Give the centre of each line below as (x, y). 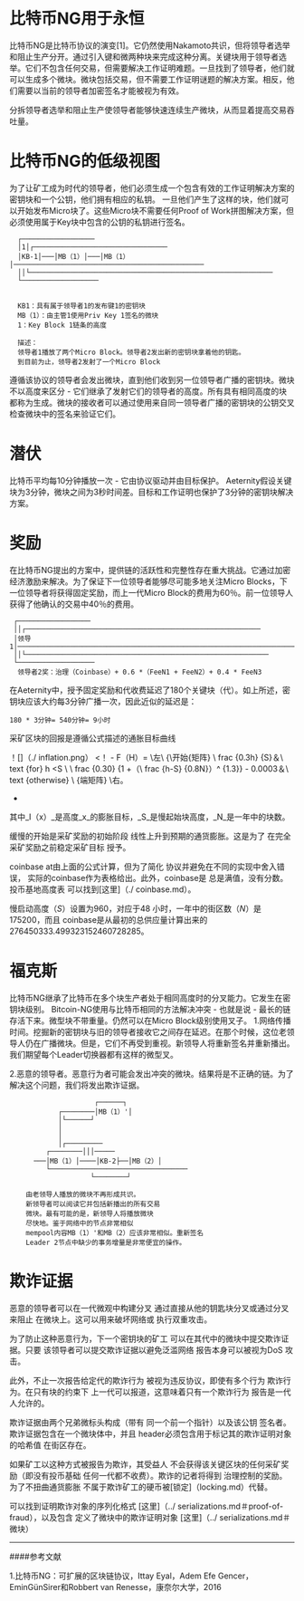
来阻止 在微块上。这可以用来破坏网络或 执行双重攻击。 (111, 1319)
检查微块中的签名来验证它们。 (65, 414)
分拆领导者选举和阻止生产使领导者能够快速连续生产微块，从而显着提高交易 (148, 110)
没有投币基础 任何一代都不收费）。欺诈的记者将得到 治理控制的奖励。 (160, 1475)
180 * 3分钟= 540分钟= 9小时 (60, 720)
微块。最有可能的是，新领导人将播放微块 (90, 1213)
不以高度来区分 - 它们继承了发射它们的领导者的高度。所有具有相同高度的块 (148, 391)
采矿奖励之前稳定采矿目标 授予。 (70, 847)
